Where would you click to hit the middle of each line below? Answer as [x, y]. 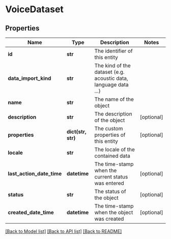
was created [109, 219]
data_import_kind [30, 78]
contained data [112, 156]
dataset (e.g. [109, 72]
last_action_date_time [35, 174]
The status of [110, 191]
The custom [109, 128]
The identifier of [114, 51]
